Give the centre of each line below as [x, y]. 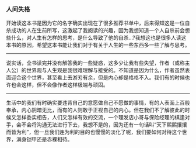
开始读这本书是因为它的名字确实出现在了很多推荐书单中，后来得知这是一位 [95, 23]
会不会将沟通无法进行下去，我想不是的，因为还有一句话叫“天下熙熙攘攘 [102, 125]
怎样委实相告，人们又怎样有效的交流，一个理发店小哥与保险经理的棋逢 [100, 118]
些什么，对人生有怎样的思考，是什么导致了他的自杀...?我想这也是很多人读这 [96, 38]
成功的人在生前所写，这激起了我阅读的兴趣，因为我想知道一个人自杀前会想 [100, 30]
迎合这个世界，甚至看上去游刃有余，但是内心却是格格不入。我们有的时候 [98, 78]
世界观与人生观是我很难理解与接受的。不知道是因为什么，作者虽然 [105, 70]
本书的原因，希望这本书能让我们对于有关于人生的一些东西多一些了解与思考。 [98, 45]
